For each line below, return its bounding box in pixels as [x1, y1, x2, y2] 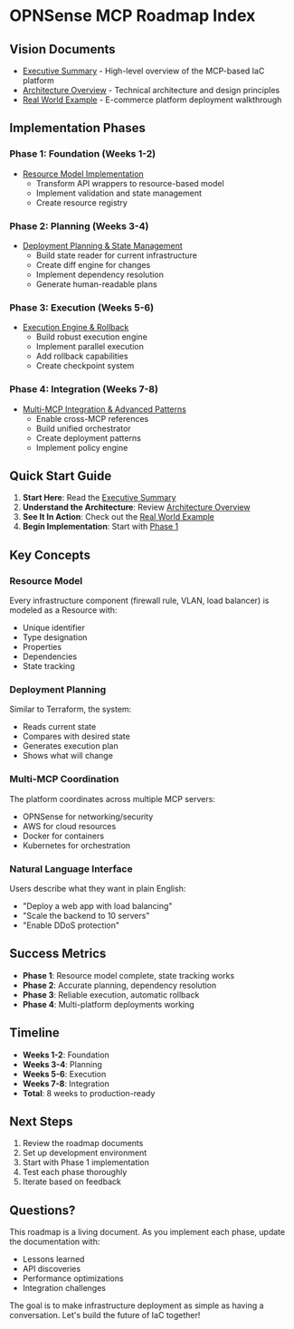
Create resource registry [35, 196, 128, 208]
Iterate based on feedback [22, 1176, 122, 1187]
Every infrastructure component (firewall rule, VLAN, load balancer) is [9, 595, 270, 607]
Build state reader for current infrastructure [35, 250, 197, 261]
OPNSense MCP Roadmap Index [9, 5, 256, 26]
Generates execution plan [22, 741, 119, 751]
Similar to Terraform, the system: [9, 703, 132, 715]
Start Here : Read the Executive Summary [22, 492, 176, 503]
